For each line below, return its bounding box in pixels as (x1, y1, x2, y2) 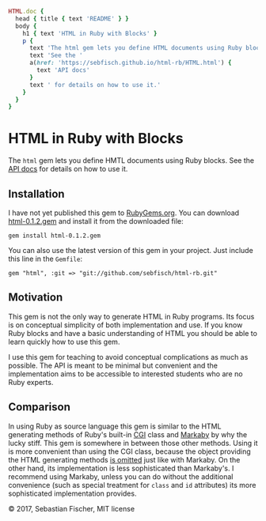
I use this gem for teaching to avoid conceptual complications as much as (8, 352, 249, 361)
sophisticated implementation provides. (8, 489, 137, 498)
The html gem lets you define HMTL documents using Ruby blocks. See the (8, 156, 255, 165)
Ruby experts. (8, 377, 54, 387)
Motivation (8, 291, 63, 304)
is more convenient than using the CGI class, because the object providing (8, 447, 251, 456)
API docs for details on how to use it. (8, 164, 128, 174)
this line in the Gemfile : (8, 254, 83, 263)
